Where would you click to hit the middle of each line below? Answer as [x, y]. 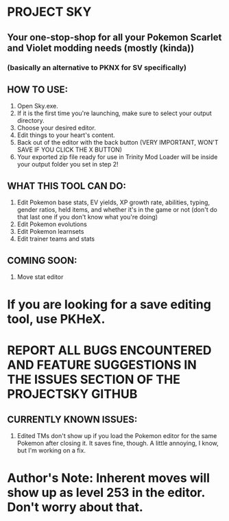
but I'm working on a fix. [51, 450]
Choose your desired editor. [56, 128]
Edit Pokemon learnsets [50, 232]
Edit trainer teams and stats [56, 239]
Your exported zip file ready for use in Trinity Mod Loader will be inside [117, 157]
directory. [31, 121]
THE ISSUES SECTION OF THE [94, 379]
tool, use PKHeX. [56, 319]
